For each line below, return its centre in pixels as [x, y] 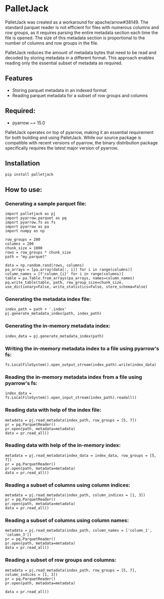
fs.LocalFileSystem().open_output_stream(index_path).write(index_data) [81, 365]
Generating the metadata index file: [48, 299]
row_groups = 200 [23, 240]
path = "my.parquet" [26, 257]
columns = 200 [20, 244]
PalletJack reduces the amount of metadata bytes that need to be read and [81, 53]
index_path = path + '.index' [36, 309]
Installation [23, 163]
